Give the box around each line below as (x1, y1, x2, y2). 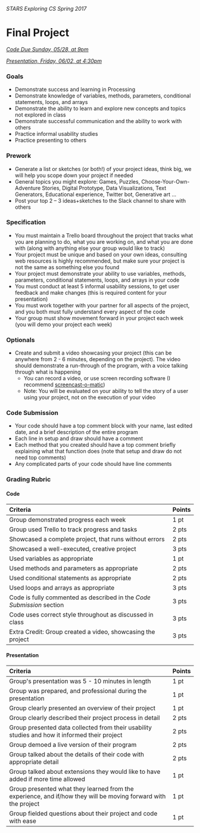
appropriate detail (9, 758, 59, 766)
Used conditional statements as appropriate (9, 573, 132, 582)
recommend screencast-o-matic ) (23, 381, 105, 388)
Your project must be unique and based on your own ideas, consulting (14, 251, 187, 258)
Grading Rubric (6, 475, 51, 484)
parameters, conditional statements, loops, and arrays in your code (14, 276, 180, 283)
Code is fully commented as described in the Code (9, 593, 151, 602)
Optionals (6, 335, 35, 344)
